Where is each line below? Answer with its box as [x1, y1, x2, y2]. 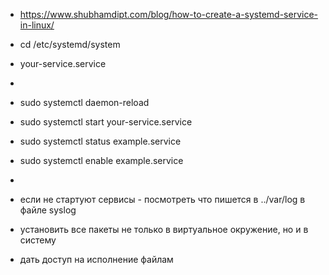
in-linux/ [19, 19, 55, 31]
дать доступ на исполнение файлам [19, 254, 174, 265]
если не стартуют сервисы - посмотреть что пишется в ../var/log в [19, 194, 306, 205]
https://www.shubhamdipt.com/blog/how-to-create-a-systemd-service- [19, 9, 319, 20]
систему [19, 234, 57, 246]
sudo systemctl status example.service [19, 135, 182, 147]
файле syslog [19, 204, 77, 216]
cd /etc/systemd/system [19, 39, 121, 50]
